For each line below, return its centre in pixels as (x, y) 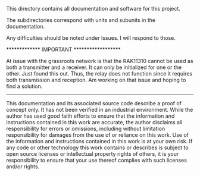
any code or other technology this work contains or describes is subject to (97, 147)
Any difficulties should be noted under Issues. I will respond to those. (91, 38)
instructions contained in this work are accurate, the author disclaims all (94, 122)
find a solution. (24, 86)
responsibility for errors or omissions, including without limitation (86, 128)
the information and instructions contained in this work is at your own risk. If (99, 141)
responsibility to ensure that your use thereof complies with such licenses (97, 160)
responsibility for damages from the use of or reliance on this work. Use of (98, 135)
